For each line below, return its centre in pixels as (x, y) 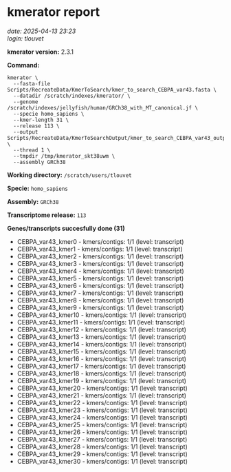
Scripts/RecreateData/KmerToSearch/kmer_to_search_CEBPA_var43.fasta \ (112, 90)
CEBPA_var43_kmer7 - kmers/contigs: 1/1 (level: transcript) (100, 293)
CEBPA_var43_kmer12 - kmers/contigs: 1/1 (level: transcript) (102, 329)
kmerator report (54, 12)
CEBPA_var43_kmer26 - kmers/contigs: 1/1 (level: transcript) (102, 432)
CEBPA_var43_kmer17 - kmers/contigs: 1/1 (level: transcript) (101, 366)
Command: (23, 65)
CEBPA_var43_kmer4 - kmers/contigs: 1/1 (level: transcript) (100, 271)
